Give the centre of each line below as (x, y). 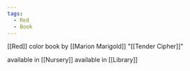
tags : (15, 14)
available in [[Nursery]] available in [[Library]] (72, 60)
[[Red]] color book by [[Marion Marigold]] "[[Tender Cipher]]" (95, 47)
